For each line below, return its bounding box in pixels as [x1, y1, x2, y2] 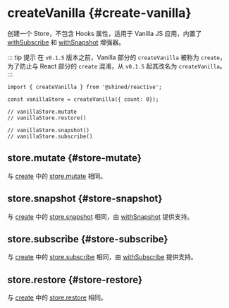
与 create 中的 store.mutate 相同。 [7, 172, 107, 180]
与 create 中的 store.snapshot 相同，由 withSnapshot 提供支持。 [7, 212, 194, 220]
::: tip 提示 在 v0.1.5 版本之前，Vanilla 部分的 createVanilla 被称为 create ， [7, 53, 227, 61]
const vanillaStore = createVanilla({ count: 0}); [7, 95, 159, 103]
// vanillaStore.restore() [7, 114, 87, 122]
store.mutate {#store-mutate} [7, 152, 142, 164]
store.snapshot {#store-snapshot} [7, 193, 163, 205]
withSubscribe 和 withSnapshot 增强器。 [7, 37, 125, 47]
